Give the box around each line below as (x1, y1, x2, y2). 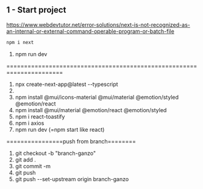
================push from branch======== (6, 137, 136, 145)
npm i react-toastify (15, 113, 65, 120)
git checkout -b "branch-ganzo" (15, 149, 96, 157)
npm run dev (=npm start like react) (15, 126, 105, 133)
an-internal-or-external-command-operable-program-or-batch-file (6, 27, 175, 35)
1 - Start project (6, 5, 66, 15)
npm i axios (15, 119, 45, 127)
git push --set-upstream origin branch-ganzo (15, 175, 129, 182)
